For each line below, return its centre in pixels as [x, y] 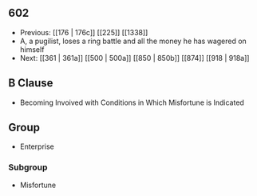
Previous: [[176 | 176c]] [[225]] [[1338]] [84, 32]
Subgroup [28, 167]
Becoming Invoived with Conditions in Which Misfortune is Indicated [132, 102]
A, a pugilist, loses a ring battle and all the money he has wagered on [133, 41]
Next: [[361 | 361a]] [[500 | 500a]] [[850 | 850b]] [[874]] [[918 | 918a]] [134, 58]
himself [32, 49]
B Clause [31, 83]
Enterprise [37, 146]
